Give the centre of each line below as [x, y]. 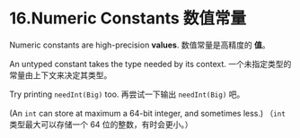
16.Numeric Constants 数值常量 [128, 18]
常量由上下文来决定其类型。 [61, 75]
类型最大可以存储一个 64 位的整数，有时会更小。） [101, 124]
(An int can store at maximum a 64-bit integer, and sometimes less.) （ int [147, 113]
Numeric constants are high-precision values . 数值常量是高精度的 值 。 [140, 45]
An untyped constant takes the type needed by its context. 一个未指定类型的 [150, 64]
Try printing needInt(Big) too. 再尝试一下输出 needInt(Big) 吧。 [127, 94]
